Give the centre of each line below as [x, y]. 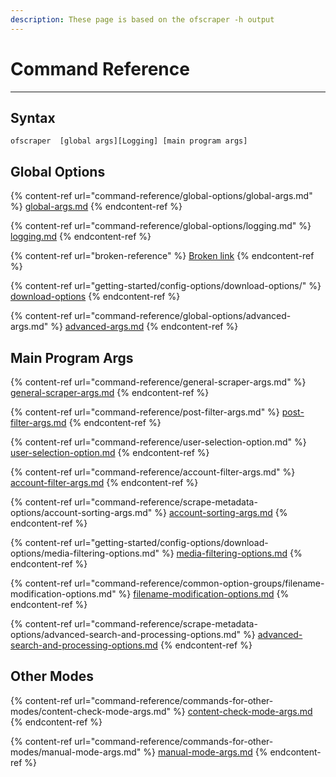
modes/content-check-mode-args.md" [91, 711]
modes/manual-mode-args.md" [76, 752]
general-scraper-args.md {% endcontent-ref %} [110, 392]
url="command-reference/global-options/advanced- [183, 316]
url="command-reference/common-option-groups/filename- [199, 583]
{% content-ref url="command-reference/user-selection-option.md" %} [158, 442]
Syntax [33, 117]
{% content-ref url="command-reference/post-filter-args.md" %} [145, 412]
